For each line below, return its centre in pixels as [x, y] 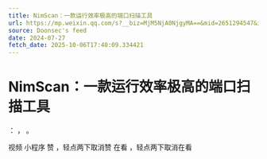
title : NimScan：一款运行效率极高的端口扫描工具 [81, 16]
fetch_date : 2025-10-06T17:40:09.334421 [76, 45]
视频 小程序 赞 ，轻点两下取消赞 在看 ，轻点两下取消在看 [100, 147]
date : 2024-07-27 [37, 38]
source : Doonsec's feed [48, 30]
